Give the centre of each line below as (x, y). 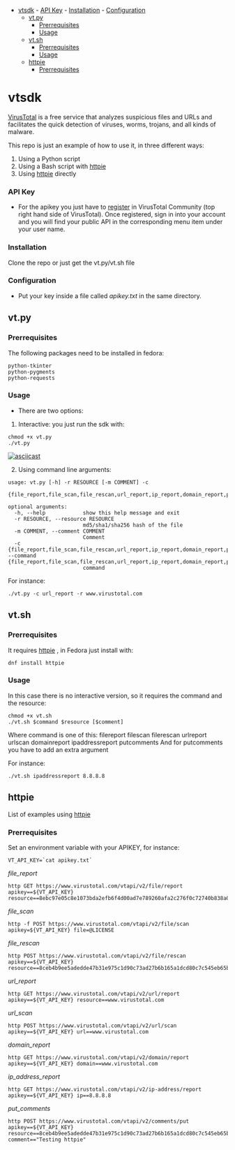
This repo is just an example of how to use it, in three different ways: (106, 145)
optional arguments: (38, 507)
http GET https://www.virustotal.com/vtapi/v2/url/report (94, 994)
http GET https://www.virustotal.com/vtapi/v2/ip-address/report (105, 1089)
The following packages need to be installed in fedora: (86, 353)
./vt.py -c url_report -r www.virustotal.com (75, 594)
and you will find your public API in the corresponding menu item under (120, 222)
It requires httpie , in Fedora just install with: (71, 650)
